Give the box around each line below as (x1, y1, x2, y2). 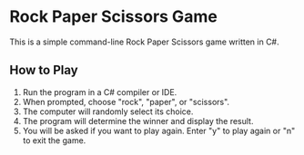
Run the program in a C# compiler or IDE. (22, 86, 177, 97)
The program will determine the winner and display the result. (22, 115, 254, 126)
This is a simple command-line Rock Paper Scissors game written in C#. (9, 36, 279, 47)
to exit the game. (22, 134, 86, 146)
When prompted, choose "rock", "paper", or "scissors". (22, 96, 230, 107)
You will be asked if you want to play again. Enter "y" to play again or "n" (22, 125, 296, 136)
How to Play (9, 63, 79, 78)
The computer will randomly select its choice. (22, 106, 194, 117)
